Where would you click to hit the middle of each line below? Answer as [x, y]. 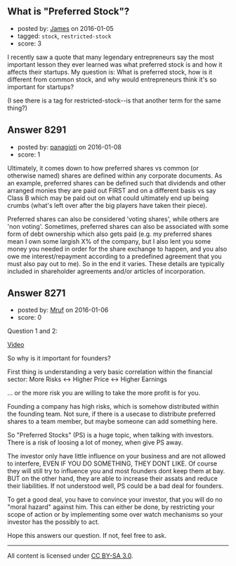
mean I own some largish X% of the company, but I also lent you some [109, 241]
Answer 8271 [37, 293]
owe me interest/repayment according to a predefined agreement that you [115, 256]
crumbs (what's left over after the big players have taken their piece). [107, 205]
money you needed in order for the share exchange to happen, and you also [117, 249]
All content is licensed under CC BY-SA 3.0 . [70, 556]
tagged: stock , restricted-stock [64, 36]
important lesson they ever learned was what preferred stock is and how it [115, 64]
